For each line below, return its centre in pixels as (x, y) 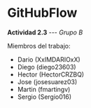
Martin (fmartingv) (44, 89)
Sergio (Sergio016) (44, 97)
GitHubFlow (42, 13)
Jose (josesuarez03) (47, 81)
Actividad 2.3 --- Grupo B (45, 32)
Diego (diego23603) (47, 67)
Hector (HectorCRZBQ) (51, 74)
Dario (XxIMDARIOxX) (49, 59)
